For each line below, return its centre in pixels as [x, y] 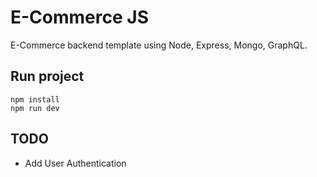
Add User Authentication [75, 163]
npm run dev [35, 108]
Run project [47, 76]
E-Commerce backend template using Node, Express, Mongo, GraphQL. [159, 45]
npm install [35, 99]
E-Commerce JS [79, 17]
